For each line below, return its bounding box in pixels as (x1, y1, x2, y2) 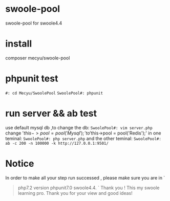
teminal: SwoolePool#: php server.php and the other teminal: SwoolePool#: (5, 135, 161, 141)
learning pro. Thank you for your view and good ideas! (17, 190, 133, 196)
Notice (5, 158, 34, 169)
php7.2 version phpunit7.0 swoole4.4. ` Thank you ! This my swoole (17, 185, 160, 191)
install (5, 38, 32, 50)
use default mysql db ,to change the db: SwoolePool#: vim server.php (5, 124, 153, 130)
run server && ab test (5, 108, 97, 119)
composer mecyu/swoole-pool (5, 55, 70, 61)
